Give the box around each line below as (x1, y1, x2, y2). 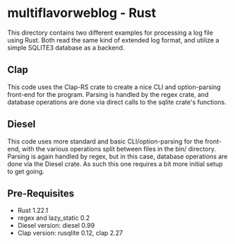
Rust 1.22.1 (17, 207, 49, 215)
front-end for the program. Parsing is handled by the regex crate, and (7, 90, 209, 98)
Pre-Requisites (7, 187, 75, 199)
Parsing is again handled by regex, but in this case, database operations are (7, 152, 228, 161)
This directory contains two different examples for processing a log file (7, 28, 214, 37)
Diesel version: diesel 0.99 (17, 221, 95, 230)
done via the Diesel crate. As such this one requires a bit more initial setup (7, 159, 224, 168)
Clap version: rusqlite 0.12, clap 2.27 (17, 228, 123, 238)
